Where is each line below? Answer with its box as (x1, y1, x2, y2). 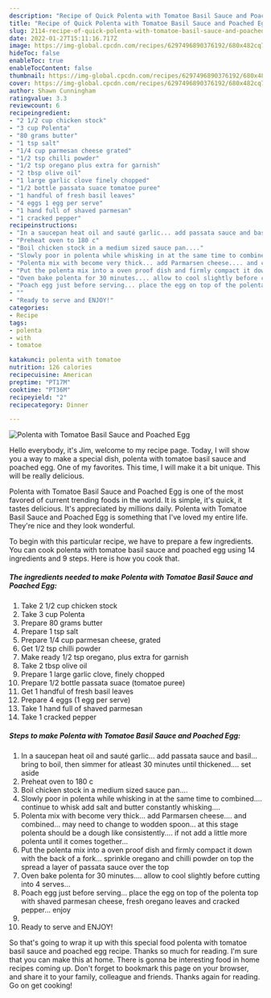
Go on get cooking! (9, 980, 73, 991)
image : (9, 42, 31, 50)
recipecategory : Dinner (9, 400, 89, 409)
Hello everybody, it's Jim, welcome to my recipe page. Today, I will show (9, 445, 250, 455)
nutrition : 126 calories (9, 363, 92, 371)
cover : (9, 79, 31, 87)
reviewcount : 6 (9, 101, 60, 110)
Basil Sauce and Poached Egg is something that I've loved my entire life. (9, 512, 248, 522)
